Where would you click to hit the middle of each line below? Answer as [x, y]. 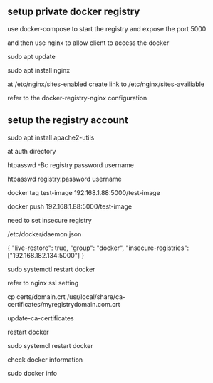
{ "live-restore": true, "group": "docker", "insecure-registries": [98, 248]
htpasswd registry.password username [65, 179]
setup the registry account [68, 120]
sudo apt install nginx [38, 70]
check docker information [45, 360]
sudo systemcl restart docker [51, 345]
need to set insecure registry [50, 220]
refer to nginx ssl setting [43, 283]
